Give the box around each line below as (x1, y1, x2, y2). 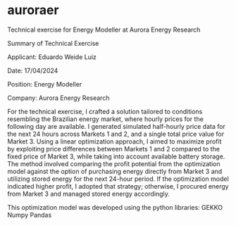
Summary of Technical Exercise (7, 39, 99, 47)
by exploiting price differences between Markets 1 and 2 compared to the (7, 144, 221, 153)
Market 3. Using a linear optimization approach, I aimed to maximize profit (7, 137, 222, 146)
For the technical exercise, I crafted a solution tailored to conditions (7, 107, 203, 115)
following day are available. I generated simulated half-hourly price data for (7, 122, 225, 130)
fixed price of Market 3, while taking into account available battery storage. (7, 152, 225, 161)
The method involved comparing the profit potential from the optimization (7, 159, 221, 168)
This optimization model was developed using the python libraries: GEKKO (7, 203, 223, 211)
